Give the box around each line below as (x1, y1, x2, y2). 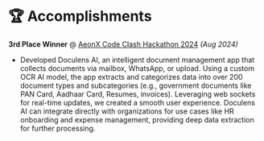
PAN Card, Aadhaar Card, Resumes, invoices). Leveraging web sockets (19, 89, 256, 98)
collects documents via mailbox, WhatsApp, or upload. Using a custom (19, 63, 255, 73)
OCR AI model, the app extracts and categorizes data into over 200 (19, 72, 243, 81)
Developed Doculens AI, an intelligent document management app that (19, 55, 255, 64)
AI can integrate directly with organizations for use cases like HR (19, 106, 235, 116)
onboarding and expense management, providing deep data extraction (19, 114, 255, 124)
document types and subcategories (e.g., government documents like (19, 81, 252, 90)
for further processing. (19, 123, 96, 133)
